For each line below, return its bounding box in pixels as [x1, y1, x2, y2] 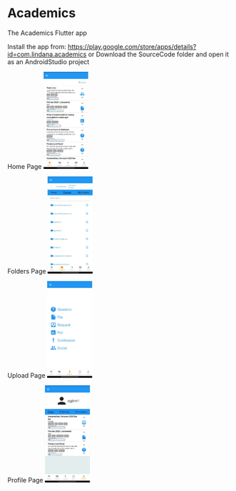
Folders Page [7, 267, 46, 275]
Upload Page [7, 371, 46, 380]
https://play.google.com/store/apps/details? [67, 42, 197, 51]
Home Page [7, 162, 42, 171]
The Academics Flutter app [7, 29, 88, 37]
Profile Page [7, 476, 43, 485]
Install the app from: [7, 42, 66, 51]
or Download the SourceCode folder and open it [88, 50, 230, 58]
